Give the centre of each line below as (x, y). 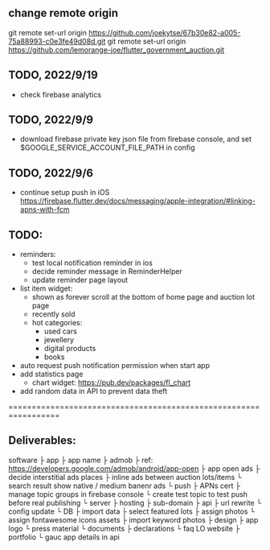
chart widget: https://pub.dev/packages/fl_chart (111, 383)
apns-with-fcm (45, 209)
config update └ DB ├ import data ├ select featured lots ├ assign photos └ (132, 511)
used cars (61, 331)
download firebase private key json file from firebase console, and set (135, 139)
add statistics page (51, 374)
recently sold (53, 314)
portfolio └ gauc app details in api (64, 537)
